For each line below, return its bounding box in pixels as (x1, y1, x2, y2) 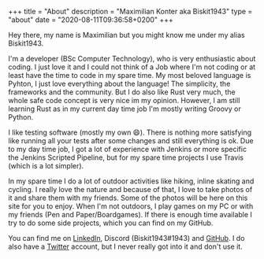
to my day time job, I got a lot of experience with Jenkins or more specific (8, 145, 247, 154)
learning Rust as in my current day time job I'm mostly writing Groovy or (8, 104, 242, 113)
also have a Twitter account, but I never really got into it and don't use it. (8, 242, 243, 251)
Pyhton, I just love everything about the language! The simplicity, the (8, 79, 231, 88)
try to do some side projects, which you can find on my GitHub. (8, 218, 214, 228)
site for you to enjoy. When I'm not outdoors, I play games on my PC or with (8, 202, 254, 211)
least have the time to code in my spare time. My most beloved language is (8, 71, 251, 80)
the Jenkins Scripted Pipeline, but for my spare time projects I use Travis (8, 153, 244, 162)
